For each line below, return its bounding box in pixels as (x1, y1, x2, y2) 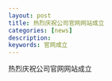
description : (8, 33, 52, 42)
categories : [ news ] (8, 26, 73, 34)
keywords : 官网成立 (8, 41, 68, 49)
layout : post (8, 11, 52, 20)
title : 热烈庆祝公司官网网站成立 (8, 19, 105, 27)
